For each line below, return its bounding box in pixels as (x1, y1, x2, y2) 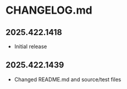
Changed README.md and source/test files (14, 75, 122, 83)
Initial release (14, 43, 47, 50)
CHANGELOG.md (5, 4, 93, 17)
